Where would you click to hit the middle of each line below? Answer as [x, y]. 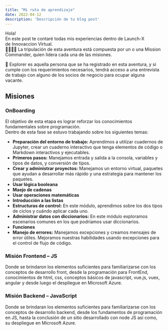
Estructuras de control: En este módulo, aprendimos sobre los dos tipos [88, 206]
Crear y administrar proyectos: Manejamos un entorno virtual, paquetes [88, 169]
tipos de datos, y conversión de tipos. [51, 163]
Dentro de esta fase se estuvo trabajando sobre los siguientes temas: [77, 132]
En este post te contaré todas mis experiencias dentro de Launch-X [75, 39]
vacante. [14, 80]
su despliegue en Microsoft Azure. [41, 323]
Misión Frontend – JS [31, 256]
